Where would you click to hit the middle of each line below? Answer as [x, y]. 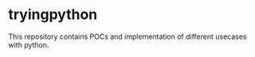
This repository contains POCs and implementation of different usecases [127, 36]
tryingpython [53, 15]
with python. [29, 44]
